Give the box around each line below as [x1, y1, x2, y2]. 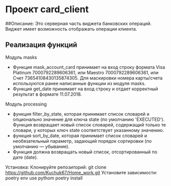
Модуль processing [5, 101, 47, 107]
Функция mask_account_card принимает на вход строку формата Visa [12, 64, 165, 70]
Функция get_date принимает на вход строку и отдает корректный [12, 86, 158, 92]
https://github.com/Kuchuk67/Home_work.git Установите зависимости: [5, 169, 157, 175]
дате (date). [12, 154, 38, 160]
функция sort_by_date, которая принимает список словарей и [12, 132, 147, 139]
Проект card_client [5, 4, 89, 15]
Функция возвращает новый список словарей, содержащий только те [12, 121, 166, 128]
